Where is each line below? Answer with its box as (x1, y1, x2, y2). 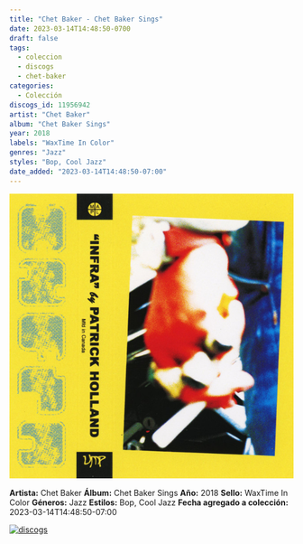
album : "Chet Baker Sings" (9, 119, 111, 128)
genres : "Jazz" (9, 148, 67, 157)
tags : (9, 43, 30, 52)
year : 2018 (9, 129, 50, 138)
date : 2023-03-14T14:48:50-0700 (9, 23, 131, 33)
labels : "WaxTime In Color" (9, 138, 115, 148)
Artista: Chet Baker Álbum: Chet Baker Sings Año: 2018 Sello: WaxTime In (9, 487, 289, 498)
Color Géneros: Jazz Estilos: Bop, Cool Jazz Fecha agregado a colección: (9, 497, 289, 508)
